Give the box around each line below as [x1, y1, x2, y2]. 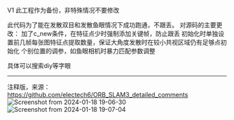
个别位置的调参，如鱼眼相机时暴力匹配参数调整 [20, 47, 155, 55]
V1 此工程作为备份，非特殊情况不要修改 [7, 6, 120, 14]
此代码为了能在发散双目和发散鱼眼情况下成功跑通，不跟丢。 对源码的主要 [7, 21, 217, 29]
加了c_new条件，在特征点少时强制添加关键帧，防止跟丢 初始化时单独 [20, 30, 219, 37]
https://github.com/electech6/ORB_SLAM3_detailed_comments [7, 91, 189, 98]
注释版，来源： [7, 83, 50, 91]
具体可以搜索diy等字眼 [7, 62, 71, 69]
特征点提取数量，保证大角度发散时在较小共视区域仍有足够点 [49, 38, 221, 46]
